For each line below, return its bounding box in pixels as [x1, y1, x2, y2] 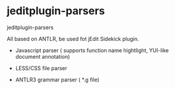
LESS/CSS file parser [15, 64, 67, 72]
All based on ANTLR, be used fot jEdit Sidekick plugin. [7, 35, 139, 42]
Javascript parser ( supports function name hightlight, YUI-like [15, 46, 169, 54]
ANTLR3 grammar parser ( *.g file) [15, 76, 100, 83]
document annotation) [15, 53, 70, 60]
